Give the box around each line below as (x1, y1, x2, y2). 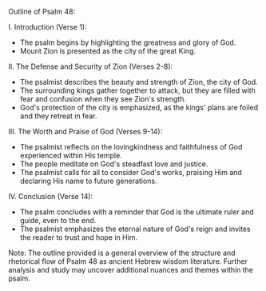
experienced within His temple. (19, 151, 122, 160)
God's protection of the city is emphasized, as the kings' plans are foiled (19, 103, 259, 112)
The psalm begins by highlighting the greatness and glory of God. (19, 38, 236, 47)
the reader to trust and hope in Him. (19, 233, 138, 242)
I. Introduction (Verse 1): (8, 22, 88, 31)
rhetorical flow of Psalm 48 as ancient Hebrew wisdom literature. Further (8, 257, 248, 266)
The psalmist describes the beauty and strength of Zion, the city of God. (19, 78, 258, 86)
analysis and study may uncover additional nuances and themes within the (8, 265, 254, 274)
